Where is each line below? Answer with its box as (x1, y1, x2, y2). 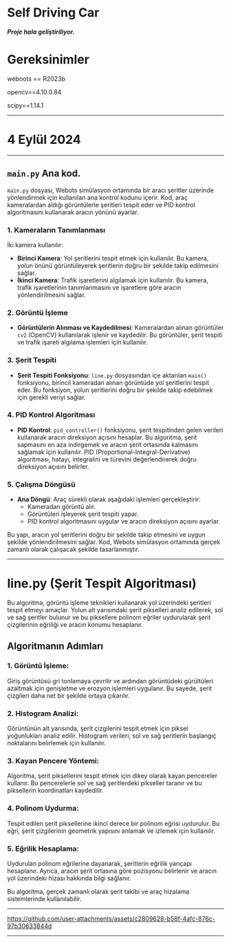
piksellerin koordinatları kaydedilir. (7, 787, 104, 795)
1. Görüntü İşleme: (7, 661, 69, 671)
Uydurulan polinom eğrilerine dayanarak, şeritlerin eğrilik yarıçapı (7, 859, 192, 867)
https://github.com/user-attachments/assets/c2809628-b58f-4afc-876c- (7, 914, 215, 922)
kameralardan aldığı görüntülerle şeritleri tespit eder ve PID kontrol (7, 200, 196, 209)
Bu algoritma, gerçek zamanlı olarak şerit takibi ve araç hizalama (7, 887, 190, 895)
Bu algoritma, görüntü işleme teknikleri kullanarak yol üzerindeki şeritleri (7, 599, 212, 607)
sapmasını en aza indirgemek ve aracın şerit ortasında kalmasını (16, 440, 198, 448)
